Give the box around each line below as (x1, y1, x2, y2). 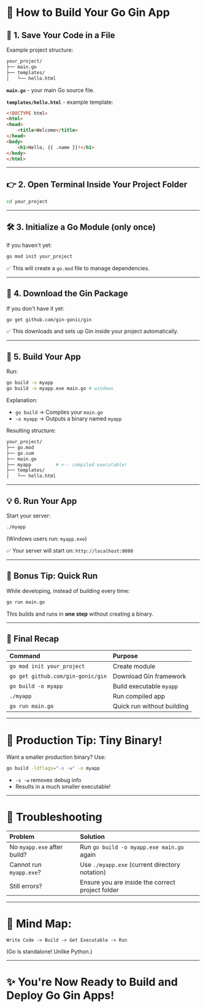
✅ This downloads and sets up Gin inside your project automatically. (6, 328, 179, 335)
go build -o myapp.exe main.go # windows (6, 386, 114, 392)
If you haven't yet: (6, 241, 52, 249)
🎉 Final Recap (6, 634, 59, 644)
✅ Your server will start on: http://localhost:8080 (6, 546, 134, 554)
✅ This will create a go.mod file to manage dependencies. (6, 264, 150, 272)
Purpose (112, 652, 139, 661)
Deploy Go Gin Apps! (6, 988, 115, 1002)
